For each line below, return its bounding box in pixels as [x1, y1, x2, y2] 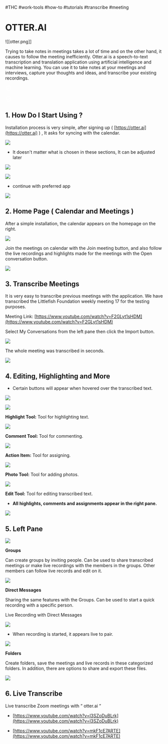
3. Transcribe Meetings [5, 280, 80, 288]
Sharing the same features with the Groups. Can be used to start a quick [5, 597, 155, 602]
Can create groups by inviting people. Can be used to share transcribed [5, 557, 153, 563]
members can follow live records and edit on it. [5, 568, 102, 574]
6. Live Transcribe [5, 690, 63, 698]
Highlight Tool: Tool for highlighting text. [5, 414, 89, 420]
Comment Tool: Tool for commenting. [5, 433, 84, 439]
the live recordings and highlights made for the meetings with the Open [5, 250, 152, 256]
